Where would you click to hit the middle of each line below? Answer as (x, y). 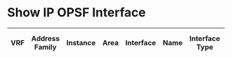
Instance (81, 42)
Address (45, 38)
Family (46, 47)
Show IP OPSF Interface (77, 13)
